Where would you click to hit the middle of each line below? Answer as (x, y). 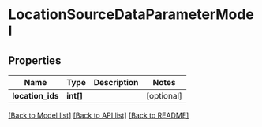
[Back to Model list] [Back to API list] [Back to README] (99, 115)
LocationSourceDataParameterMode (131, 15)
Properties (35, 60)
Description (116, 82)
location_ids (36, 96)
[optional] (164, 96)
